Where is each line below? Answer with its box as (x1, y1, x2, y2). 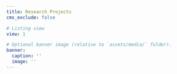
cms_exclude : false (6, 14, 56, 20)
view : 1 (6, 31, 26, 37)
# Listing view (6, 25, 45, 31)
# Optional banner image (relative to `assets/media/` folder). (6, 42, 172, 48)
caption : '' (12, 53, 42, 59)
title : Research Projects (6, 8, 72, 15)
